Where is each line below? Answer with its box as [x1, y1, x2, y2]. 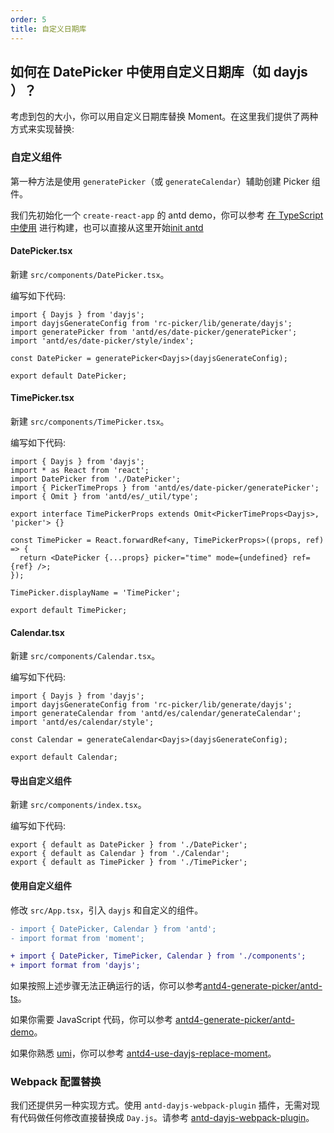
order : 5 [10, 14, 47, 25]
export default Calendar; [10, 752, 118, 763]
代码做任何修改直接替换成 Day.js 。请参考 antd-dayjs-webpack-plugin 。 [18, 1112, 315, 1124]
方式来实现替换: [10, 123, 75, 135]
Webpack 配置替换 [10, 1075, 102, 1089]
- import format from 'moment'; [10, 933, 145, 943]
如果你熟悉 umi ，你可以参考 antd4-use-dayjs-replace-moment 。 [10, 1047, 277, 1060]
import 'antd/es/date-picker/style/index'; [10, 336, 195, 346]
